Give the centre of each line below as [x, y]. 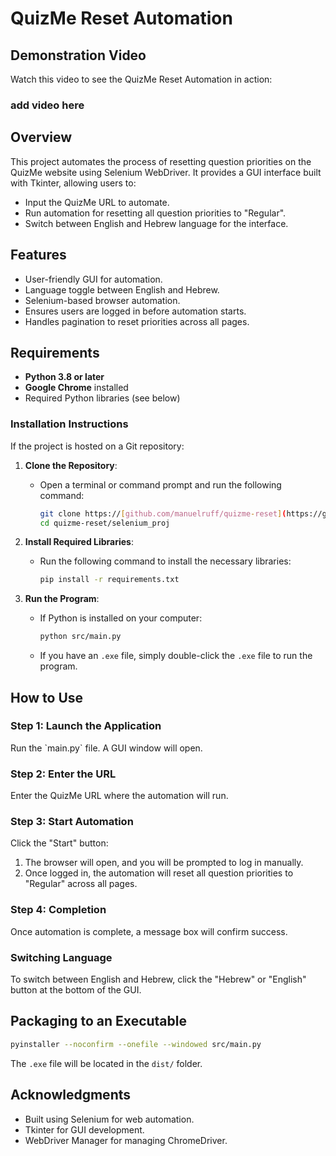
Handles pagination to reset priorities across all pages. [137, 321]
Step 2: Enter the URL [63, 774]
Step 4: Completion [58, 910]
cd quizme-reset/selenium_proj [105, 523]
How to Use [47, 697]
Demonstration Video [78, 55]
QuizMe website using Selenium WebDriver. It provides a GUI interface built [166, 172]
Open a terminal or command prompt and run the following [160, 484]
